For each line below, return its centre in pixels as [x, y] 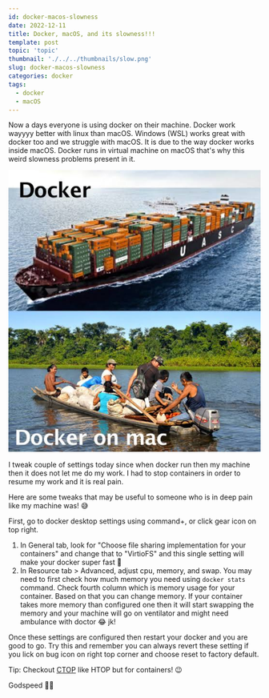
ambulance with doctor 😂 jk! [68, 622]
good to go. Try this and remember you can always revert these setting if [128, 646]
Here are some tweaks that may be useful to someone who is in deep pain [131, 497]
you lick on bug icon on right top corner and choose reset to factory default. [134, 654]
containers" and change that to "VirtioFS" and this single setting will [132, 554]
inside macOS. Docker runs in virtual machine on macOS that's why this [126, 150]
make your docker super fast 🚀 [71, 562]
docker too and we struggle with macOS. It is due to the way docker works [131, 142]
